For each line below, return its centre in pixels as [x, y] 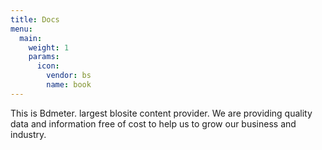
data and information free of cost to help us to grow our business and [153, 123]
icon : [48, 66]
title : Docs [35, 19]
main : [31, 38]
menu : [21, 29]
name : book [69, 85]
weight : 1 [49, 47]
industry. [28, 134]
